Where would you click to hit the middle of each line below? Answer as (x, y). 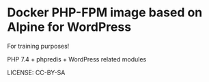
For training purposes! (38, 46)
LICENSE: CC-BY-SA (36, 72)
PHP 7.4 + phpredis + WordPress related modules (77, 59)
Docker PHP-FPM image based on (105, 13)
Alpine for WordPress (69, 27)
